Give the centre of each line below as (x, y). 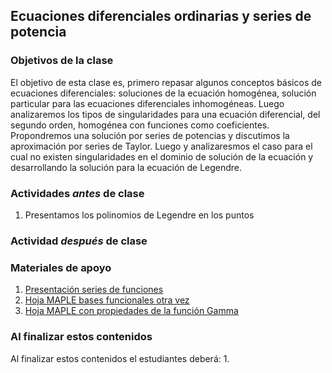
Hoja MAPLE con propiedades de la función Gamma (131, 311)
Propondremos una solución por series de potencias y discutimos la (150, 135)
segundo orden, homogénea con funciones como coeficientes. (140, 125)
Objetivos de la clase (62, 61)
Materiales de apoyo (61, 267)
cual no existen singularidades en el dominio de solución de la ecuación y (162, 156)
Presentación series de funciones (94, 290)
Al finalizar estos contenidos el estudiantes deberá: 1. (120, 358)
